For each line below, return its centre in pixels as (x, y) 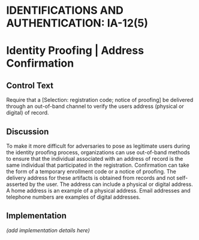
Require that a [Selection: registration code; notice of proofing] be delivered (100, 100)
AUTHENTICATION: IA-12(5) (77, 23)
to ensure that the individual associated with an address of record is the (95, 159)
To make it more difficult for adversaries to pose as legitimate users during (98, 146)
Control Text (30, 85)
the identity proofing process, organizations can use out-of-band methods (98, 152)
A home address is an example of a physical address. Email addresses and (98, 190)
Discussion (28, 132)
